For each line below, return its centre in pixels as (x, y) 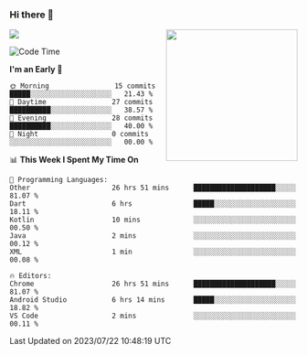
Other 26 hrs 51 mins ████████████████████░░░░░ (153, 188)
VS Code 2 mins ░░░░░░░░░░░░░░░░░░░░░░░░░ (153, 316)
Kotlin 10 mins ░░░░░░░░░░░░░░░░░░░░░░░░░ (153, 220)
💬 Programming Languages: (58, 180)
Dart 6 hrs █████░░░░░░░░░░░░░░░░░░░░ (153, 204)
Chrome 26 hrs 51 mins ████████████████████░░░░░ (153, 284)
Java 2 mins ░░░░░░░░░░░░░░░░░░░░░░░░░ (153, 236)
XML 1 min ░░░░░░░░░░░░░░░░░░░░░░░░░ (153, 252)
